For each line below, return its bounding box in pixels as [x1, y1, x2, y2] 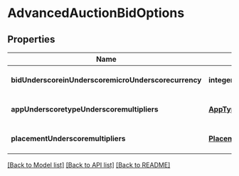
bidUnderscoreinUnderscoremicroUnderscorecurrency [11, 75, 202, 84]
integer [208, 75, 234, 84]
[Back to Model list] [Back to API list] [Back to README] [7, 161, 171, 169]
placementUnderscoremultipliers [11, 133, 126, 143]
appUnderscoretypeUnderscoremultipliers [11, 104, 159, 114]
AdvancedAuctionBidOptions [7, 5, 185, 21]
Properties [7, 33, 55, 45]
